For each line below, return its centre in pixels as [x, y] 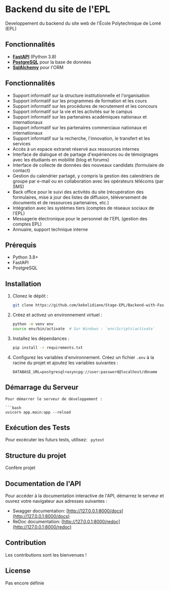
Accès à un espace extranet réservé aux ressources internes [76, 149]
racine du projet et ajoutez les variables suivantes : [65, 363]
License [18, 571]
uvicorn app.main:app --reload [38, 412]
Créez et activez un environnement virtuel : [57, 315]
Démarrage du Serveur [42, 388]
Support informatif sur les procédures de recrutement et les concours [85, 106]
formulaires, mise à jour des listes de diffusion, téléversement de [80, 197]
